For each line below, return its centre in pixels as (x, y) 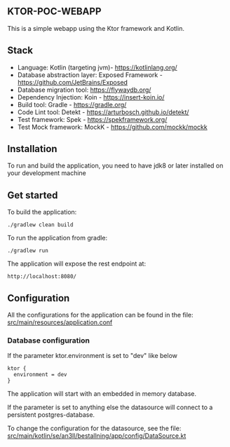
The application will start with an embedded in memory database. (102, 394)
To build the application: (42, 212)
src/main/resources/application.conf (60, 322)
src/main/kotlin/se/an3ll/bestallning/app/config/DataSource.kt (97, 436)
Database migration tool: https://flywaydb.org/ (84, 90)
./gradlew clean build (40, 225)
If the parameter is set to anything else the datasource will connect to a (110, 407)
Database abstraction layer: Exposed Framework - (90, 75)
